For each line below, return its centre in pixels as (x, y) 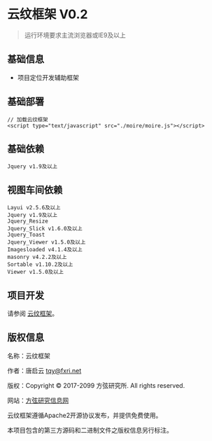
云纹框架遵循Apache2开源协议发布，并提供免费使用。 (85, 415)
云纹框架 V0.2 (48, 14)
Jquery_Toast (26, 235)
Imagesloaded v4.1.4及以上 (45, 250)
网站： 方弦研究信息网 (38, 400)
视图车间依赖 (35, 190)
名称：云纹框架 (29, 356)
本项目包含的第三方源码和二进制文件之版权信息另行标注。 (90, 430)
